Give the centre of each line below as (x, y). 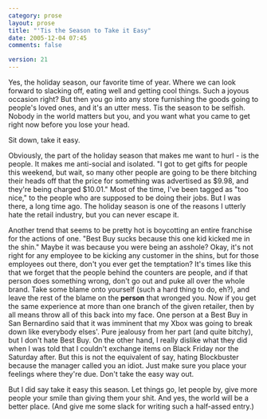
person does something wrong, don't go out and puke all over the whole (127, 281)
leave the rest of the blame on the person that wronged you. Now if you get (132, 298)
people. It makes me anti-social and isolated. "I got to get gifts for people (128, 164)
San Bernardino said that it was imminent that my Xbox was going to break (130, 323)
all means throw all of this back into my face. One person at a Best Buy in (128, 315)
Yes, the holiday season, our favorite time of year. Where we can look (122, 82)
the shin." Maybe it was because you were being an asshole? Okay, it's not (131, 247)
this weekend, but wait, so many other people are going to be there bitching (133, 172)
